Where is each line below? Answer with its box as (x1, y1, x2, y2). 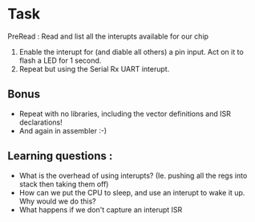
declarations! (18, 117, 63, 127)
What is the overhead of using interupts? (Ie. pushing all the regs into (18, 171, 248, 180)
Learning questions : (7, 150, 113, 163)
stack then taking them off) (18, 179, 109, 189)
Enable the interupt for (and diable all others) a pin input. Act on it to (18, 47, 244, 56)
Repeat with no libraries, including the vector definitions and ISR (18, 109, 232, 118)
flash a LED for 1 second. (18, 55, 102, 65)
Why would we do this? (18, 196, 97, 206)
